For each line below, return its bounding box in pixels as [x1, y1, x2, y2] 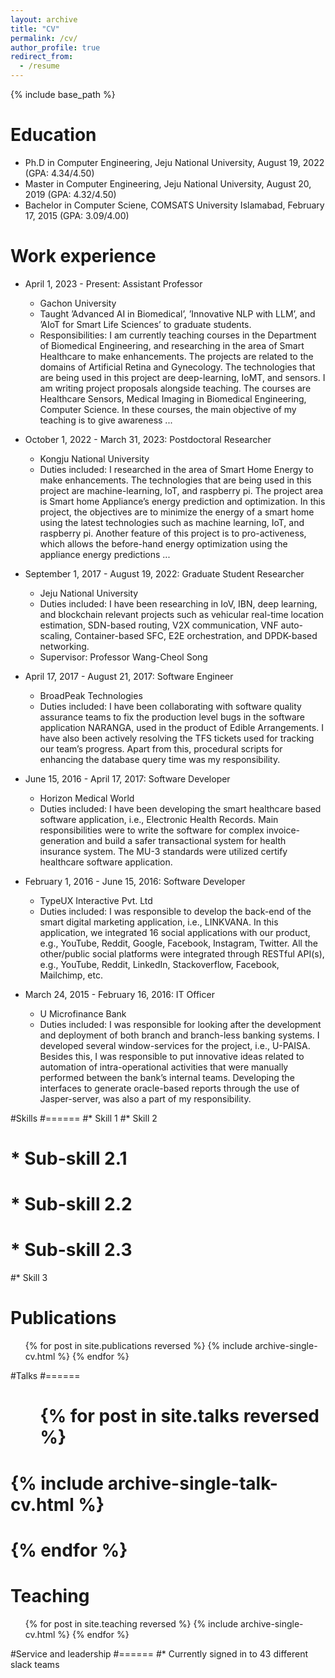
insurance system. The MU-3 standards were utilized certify [39, 845, 288, 857]
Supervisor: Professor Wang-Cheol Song [39, 651, 208, 663]
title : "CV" [10, 24, 60, 34]
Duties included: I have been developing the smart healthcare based [39, 802, 322, 815]
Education [10, 124, 97, 146]
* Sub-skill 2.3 [10, 1239, 133, 1261]
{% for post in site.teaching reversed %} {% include [24, 1617, 239, 1630]
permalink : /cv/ [10, 33, 78, 43]
